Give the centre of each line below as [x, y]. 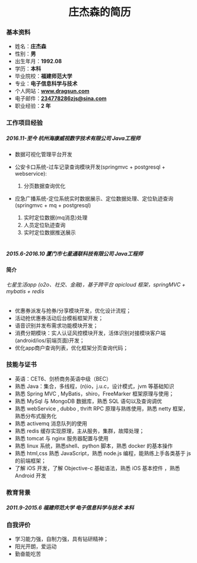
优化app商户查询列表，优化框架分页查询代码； [72, 348]
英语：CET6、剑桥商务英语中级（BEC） [63, 378]
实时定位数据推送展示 [50, 232]
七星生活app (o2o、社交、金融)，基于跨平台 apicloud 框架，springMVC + [96, 284]
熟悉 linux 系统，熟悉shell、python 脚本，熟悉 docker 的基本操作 [94, 446]
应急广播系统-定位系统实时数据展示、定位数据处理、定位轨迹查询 [94, 199]
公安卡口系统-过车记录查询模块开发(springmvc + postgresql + [90, 167]
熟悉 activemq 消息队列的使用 [51, 423]
